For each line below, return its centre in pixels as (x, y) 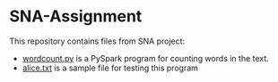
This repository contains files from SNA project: (97, 41)
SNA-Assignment (76, 16)
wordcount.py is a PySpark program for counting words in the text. (145, 58)
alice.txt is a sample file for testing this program (110, 68)
